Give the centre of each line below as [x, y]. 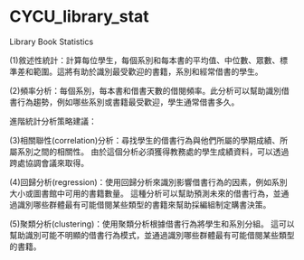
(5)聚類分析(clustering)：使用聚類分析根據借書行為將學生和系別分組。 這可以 [152, 224]
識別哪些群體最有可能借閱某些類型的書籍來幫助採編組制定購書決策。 [144, 204]
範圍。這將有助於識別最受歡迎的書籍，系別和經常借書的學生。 [148, 71]
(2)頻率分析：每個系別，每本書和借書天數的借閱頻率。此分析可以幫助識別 [146, 90]
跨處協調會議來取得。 [49, 162]
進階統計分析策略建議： [53, 121]
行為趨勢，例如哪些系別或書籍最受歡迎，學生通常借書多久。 [128, 102]
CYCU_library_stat [79, 17]
